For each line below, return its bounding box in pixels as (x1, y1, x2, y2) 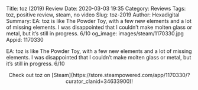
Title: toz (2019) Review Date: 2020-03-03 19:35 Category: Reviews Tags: (6, 5, 186, 12)
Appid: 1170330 (6, 36, 44, 43)
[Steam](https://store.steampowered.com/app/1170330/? (51, 72, 190, 78)
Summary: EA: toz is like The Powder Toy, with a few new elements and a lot (6, 18, 192, 24)
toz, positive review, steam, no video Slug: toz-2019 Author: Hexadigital (6, 11, 180, 18)
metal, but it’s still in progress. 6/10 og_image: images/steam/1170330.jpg (6, 30, 184, 37)
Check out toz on (8, 72, 51, 78)
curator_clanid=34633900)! (66, 78, 133, 85)
